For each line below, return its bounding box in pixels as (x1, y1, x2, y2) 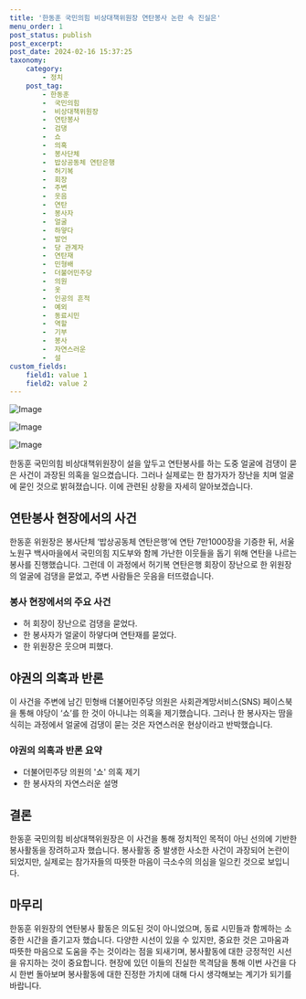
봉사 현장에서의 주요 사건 (9, 595, 111, 608)
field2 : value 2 (26, 378, 89, 388)
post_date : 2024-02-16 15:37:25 (9, 48, 132, 57)
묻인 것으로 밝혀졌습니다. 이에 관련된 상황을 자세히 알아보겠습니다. (18, 481, 253, 492)
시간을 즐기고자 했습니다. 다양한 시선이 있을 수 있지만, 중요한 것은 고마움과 (26, 934, 290, 946)
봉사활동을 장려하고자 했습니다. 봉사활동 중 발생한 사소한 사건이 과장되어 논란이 (9, 845, 290, 856)
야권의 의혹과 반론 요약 (9, 744, 103, 757)
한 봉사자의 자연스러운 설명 (22, 778, 119, 789)
